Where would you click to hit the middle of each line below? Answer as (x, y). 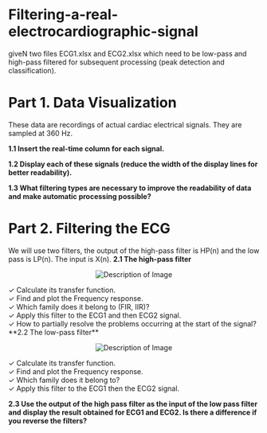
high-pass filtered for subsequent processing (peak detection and (116, 62)
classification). (32, 70)
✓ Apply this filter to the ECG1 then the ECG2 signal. (94, 388)
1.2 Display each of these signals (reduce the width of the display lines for (133, 164)
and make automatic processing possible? (80, 196)
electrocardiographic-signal (104, 31)
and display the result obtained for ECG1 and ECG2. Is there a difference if (133, 412)
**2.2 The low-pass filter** (54, 332)
